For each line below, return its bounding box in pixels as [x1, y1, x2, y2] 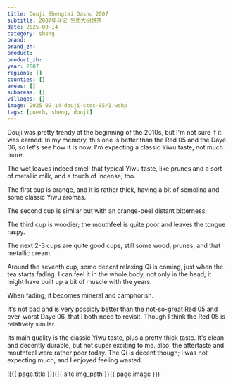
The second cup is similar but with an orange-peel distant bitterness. [7, 206, 208, 215]
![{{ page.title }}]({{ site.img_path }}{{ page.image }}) [7, 369, 160, 378]
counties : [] [7, 75, 46, 83]
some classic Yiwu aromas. [7, 192, 87, 201]
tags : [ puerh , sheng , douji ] [7, 109, 93, 116]
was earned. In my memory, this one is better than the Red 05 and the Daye [7, 135, 227, 144]
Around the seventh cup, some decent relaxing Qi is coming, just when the [7, 262, 224, 271]
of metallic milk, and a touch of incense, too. [7, 171, 136, 180]
